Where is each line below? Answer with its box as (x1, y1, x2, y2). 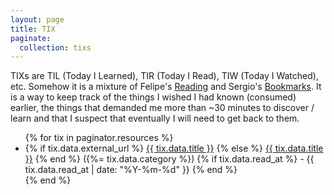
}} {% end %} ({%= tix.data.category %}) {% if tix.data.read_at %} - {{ (24, 153, 315, 165)
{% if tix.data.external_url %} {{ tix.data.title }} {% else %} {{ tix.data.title (24, 142, 324, 155)
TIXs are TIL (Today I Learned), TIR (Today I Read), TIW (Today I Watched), (10, 70, 319, 82)
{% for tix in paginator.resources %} (24, 132, 174, 144)
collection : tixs (19, 42, 92, 53)
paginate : (10, 33, 52, 43)
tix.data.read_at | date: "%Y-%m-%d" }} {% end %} (24, 164, 238, 176)
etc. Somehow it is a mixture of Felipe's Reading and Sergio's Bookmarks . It (10, 81, 322, 93)
